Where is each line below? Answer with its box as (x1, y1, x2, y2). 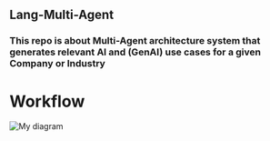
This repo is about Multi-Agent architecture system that (9, 35, 261, 47)
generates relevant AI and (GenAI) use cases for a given (9, 45, 262, 58)
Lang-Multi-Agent (9, 7, 115, 23)
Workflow (9, 91, 85, 112)
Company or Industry (9, 57, 106, 70)
